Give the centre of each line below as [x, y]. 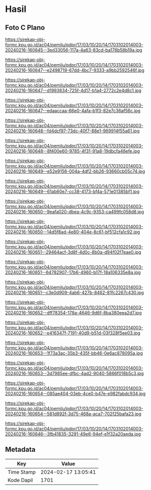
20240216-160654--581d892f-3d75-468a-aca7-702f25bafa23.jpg [73, 414]
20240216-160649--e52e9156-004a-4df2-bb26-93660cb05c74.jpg [75, 171]
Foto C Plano [25, 28]
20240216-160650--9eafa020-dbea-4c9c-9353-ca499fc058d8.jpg [75, 212]
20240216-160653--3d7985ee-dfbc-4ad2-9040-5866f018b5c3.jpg [75, 373]
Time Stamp [22, 472]
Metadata [20, 449]
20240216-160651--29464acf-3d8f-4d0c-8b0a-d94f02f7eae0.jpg [73, 252]
